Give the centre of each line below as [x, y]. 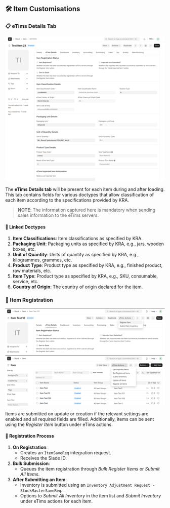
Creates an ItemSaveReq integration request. [66, 452]
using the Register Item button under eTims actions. [59, 424]
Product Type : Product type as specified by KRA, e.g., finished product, [88, 265]
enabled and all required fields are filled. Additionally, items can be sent [80, 419]
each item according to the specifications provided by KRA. [67, 200]
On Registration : [30, 447]
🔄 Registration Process [30, 436]
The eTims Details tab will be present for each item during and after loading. [85, 189]
